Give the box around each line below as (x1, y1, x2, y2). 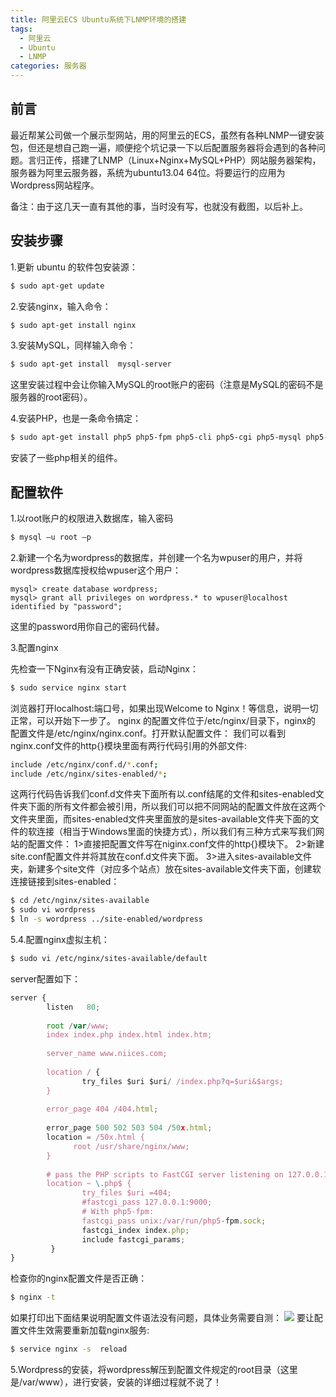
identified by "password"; (10, 601, 123, 611)
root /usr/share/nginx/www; (73, 1141, 190, 1151)
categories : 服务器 (10, 61, 87, 71)
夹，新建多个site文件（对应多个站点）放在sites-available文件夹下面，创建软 (10, 863, 322, 875)
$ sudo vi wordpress (10, 905, 97, 915)
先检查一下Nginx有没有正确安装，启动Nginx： (10, 662, 199, 675)
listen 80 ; (46, 1002, 101, 1012)
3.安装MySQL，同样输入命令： (10, 339, 137, 351)
